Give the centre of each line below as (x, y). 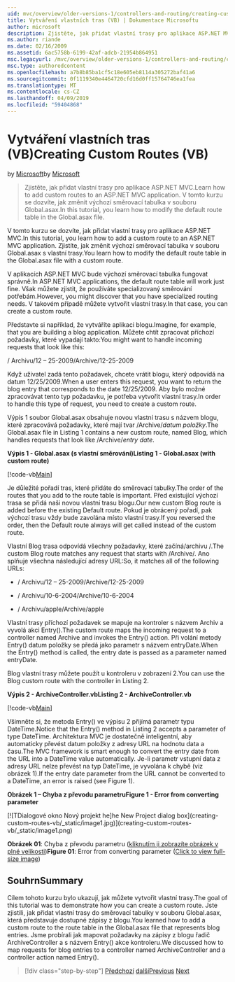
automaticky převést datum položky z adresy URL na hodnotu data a (106, 743)
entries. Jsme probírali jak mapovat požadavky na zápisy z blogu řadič (109, 934)
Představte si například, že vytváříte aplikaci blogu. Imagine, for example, (112, 324)
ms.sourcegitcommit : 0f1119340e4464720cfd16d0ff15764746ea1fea (101, 79)
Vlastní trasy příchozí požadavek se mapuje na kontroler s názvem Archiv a (115, 622)
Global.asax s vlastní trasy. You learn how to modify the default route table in (117, 253)
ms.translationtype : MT (42, 85)
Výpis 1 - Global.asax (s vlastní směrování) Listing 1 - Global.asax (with (111, 453)
